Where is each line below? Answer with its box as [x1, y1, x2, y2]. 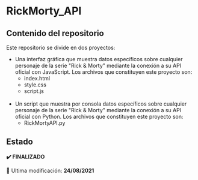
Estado [6, 137, 33, 147]
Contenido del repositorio [6, 28, 104, 38]
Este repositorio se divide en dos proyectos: [6, 44, 116, 51]
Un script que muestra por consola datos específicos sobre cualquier [14, 100, 187, 107]
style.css [23, 81, 47, 88]
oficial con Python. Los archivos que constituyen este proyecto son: [14, 113, 184, 120]
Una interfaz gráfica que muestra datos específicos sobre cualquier [14, 56, 183, 62]
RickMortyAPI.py [23, 119, 66, 127]
